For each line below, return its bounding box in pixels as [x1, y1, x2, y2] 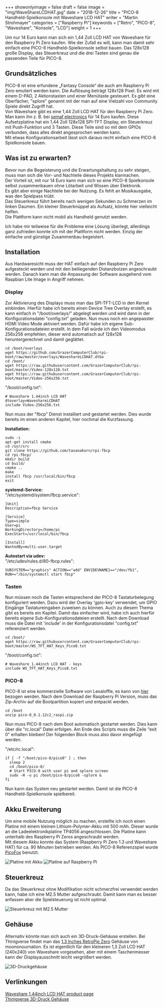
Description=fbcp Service [5, 506, 58, 511]
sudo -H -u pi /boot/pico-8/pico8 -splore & [9, 773, 102, 778]
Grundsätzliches [5, 70, 57, 78]
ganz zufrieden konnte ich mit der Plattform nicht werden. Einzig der [5, 228, 143, 234]
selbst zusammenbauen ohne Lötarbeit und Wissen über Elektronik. [5, 182, 142, 188]
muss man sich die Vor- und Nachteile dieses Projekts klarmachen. [5, 172, 140, 178]
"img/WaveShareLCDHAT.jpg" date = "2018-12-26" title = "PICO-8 [5, 9, 139, 15]
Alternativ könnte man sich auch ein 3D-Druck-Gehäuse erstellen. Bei [5, 933, 145, 939]
